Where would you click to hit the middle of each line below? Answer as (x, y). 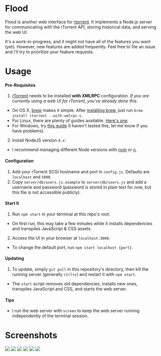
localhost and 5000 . (32, 177)
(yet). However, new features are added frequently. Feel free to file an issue (80, 46)
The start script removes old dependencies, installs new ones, (75, 283)
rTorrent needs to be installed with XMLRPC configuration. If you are (80, 96)
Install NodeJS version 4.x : (39, 140)
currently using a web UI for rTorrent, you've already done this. (75, 101)
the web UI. (16, 32)
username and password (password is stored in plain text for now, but (81, 187)
